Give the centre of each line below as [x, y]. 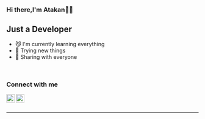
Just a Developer [39, 29]
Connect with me [32, 84]
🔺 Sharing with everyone [46, 56]
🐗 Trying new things [40, 50]
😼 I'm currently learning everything [60, 44]
